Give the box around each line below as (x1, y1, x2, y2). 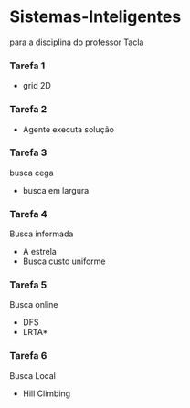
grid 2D (22, 80, 52, 91)
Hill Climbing (22, 388, 71, 399)
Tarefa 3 (9, 146, 47, 159)
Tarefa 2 (9, 103, 47, 116)
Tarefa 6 (9, 350, 47, 362)
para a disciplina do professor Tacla (9, 37, 144, 47)
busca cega (9, 167, 54, 178)
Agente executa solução (22, 123, 114, 134)
